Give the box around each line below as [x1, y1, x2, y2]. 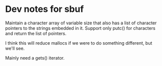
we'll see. [5, 45, 25, 51]
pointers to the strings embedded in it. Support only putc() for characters [5, 25, 156, 31]
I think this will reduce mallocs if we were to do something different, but [5, 40, 152, 46]
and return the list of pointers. [5, 30, 66, 36]
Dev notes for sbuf [5, 3, 84, 15]
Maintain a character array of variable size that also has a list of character [5, 20, 157, 26]
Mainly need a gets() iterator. [5, 55, 65, 61]
